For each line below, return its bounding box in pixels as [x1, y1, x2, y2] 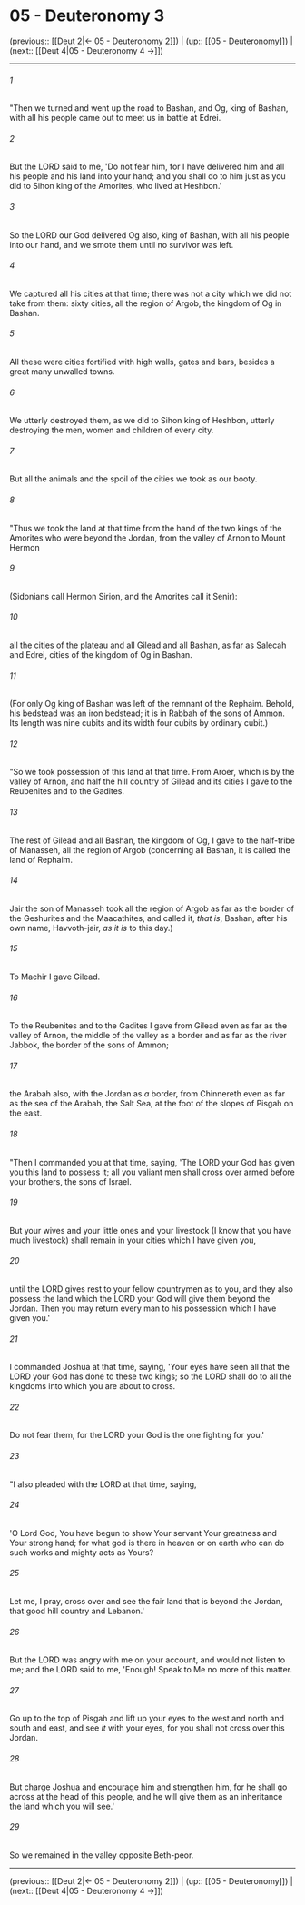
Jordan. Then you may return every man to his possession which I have [9, 1303, 277, 1314]
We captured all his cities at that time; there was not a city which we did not [9, 288, 292, 299]
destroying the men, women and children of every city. [9, 424, 214, 436]
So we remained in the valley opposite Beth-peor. [9, 1850, 194, 1860]
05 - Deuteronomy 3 [9, 5, 165, 26]
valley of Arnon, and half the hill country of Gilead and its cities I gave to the [9, 776, 293, 787]
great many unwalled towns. [9, 365, 115, 377]
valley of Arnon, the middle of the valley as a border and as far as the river [9, 1030, 288, 1041]
